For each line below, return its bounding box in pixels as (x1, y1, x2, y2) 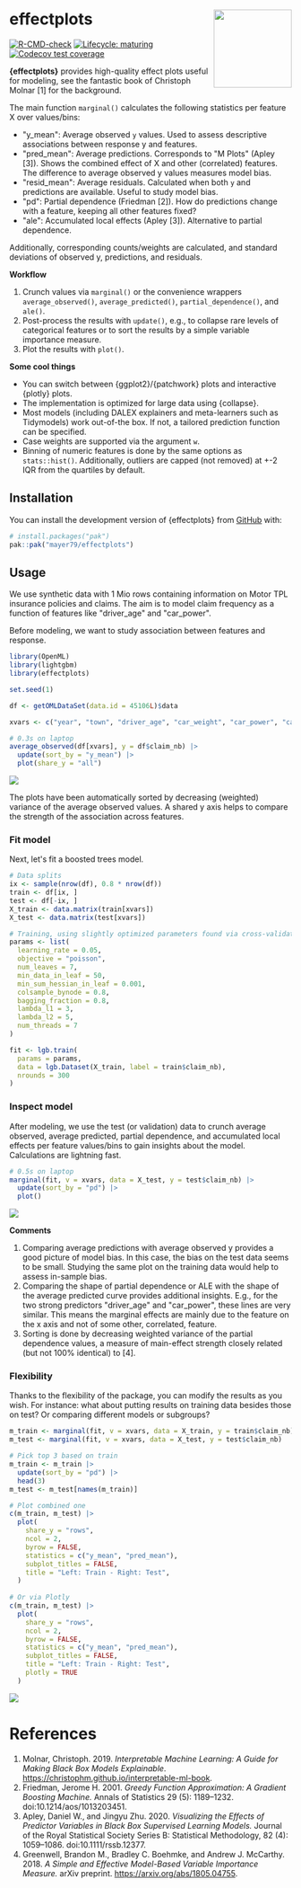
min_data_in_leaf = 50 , (17, 971, 106, 979)
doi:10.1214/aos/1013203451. (21, 1801, 127, 1812)
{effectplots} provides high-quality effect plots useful (9, 66, 209, 76)
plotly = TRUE (25, 1668, 78, 1678)
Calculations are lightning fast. (9, 1149, 122, 1160)
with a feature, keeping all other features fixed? (21, 205, 197, 216)
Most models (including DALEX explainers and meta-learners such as (21, 407, 279, 418)
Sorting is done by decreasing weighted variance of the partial (21, 1328, 254, 1339)
